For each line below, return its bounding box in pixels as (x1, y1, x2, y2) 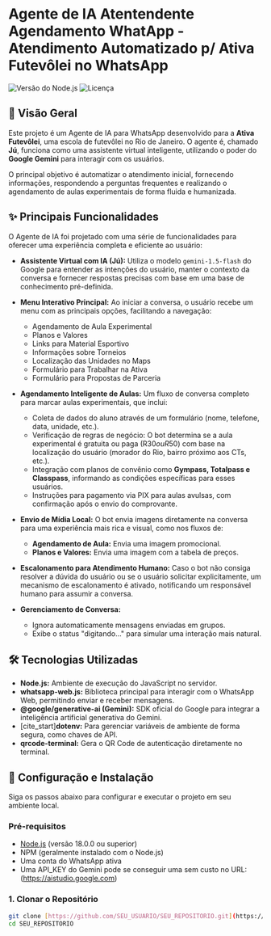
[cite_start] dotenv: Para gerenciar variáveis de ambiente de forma (19, 721, 240, 732)
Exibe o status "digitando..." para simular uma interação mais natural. (31, 628, 262, 639)
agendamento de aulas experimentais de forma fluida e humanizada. (8, 187, 236, 196)
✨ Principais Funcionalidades (8, 210, 159, 224)
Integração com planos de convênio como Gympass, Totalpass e (31, 464, 250, 474)
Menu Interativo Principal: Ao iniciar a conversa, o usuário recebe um (19, 297, 254, 307)
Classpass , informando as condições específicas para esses (31, 473, 236, 483)
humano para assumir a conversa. (19, 588, 134, 598)
